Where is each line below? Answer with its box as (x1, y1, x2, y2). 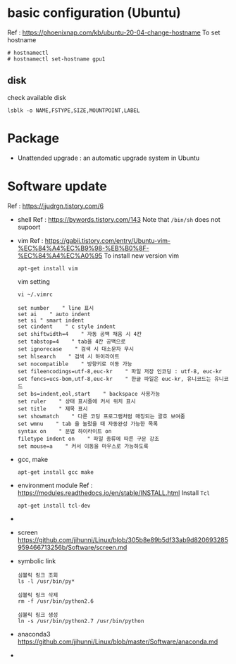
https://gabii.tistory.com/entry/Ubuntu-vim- (44, 236, 171, 244)
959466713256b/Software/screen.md (17, 543, 128, 551)
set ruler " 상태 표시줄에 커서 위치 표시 (17, 398, 136, 405)
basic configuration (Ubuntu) (7, 5, 181, 21)
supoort (17, 223, 41, 231)
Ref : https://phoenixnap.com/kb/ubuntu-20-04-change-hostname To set (7, 28, 221, 37)
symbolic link (17, 556, 56, 565)
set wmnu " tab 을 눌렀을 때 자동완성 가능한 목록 (17, 420, 159, 427)
